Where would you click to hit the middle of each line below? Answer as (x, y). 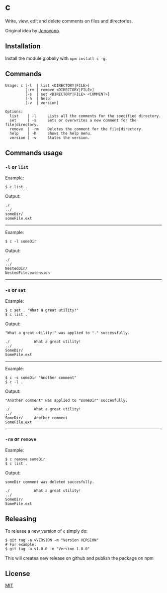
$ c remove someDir (25, 459)
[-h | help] (39, 99)
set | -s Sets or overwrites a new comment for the (73, 120)
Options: (14, 112)
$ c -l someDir (21, 241)
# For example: (21, 544)
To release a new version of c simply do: (46, 531)
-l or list (17, 167)
